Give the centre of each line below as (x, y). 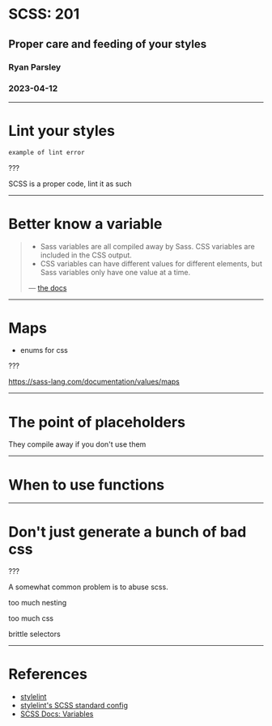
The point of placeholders (97, 422)
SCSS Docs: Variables (57, 714)
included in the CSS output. (86, 255)
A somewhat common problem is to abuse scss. (88, 587)
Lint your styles (62, 131)
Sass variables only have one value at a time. (115, 272)
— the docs (47, 287)
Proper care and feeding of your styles (108, 44)
